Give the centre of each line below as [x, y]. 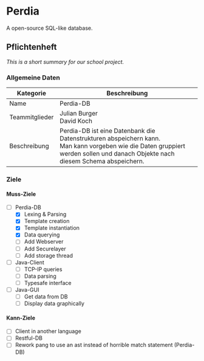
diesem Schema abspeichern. [102, 161]
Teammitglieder [32, 117]
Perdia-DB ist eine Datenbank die [108, 131]
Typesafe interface [48, 283]
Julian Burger [79, 114]
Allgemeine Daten [33, 77]
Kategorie [32, 94]
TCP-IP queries [43, 269]
